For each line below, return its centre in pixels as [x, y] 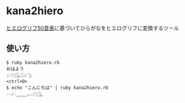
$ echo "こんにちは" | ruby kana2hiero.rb [57, 88]
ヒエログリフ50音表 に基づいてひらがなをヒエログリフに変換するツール [93, 28]
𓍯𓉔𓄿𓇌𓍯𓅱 [19, 76]
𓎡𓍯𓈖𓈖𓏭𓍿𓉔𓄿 [25, 95]
